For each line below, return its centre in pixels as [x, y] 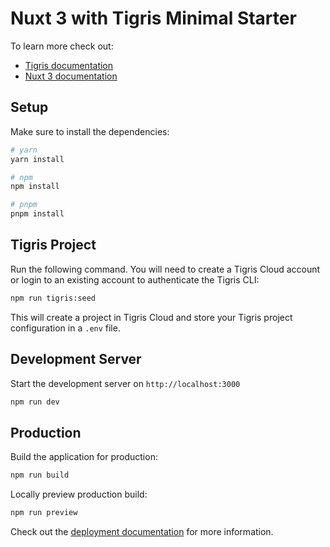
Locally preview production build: [79, 494]
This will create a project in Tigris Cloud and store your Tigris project [151, 317]
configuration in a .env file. [65, 328]
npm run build [40, 475]
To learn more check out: [62, 46]
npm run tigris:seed [53, 298]
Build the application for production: [84, 457]
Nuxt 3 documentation [71, 76]
